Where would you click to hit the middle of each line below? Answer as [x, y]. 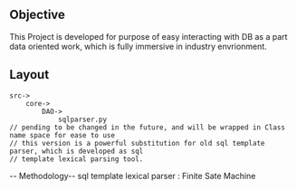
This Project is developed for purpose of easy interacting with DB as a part [148, 36]
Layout [29, 75]
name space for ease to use [62, 135]
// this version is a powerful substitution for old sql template [137, 143]
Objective [38, 15]
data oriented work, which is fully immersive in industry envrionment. [138, 46]
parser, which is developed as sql [77, 151]
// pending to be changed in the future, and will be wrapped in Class [147, 127]
